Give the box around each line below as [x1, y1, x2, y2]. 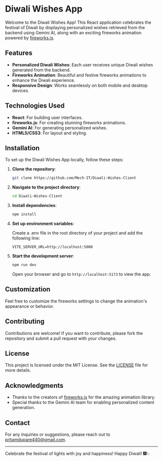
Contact [5, 418, 30, 427]
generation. [12, 405, 35, 411]
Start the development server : [12, 253, 74, 259]
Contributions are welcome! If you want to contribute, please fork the [5, 330, 143, 336]
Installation [5, 144, 40, 152]
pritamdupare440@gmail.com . [5, 436, 66, 442]
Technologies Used [5, 102, 65, 110]
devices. [12, 87, 30, 93]
